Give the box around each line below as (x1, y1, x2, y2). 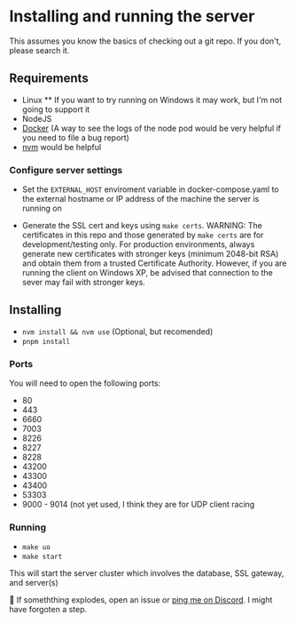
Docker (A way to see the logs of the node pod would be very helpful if (21, 123, 282, 133)
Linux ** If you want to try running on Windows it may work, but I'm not (21, 94, 283, 105)
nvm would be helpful (21, 141, 102, 152)
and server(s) (9, 578, 59, 588)
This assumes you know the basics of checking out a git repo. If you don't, (9, 36, 282, 46)
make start (21, 553, 63, 562)
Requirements (9, 71, 89, 86)
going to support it (21, 104, 90, 115)
